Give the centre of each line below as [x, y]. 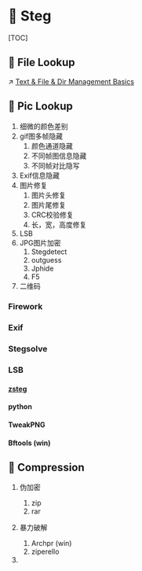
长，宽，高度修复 [59, 224]
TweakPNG [27, 425]
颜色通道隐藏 [52, 146]
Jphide [42, 268]
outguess [46, 260]
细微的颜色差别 [44, 126]
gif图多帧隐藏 [41, 136]
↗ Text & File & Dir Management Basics [71, 81]
